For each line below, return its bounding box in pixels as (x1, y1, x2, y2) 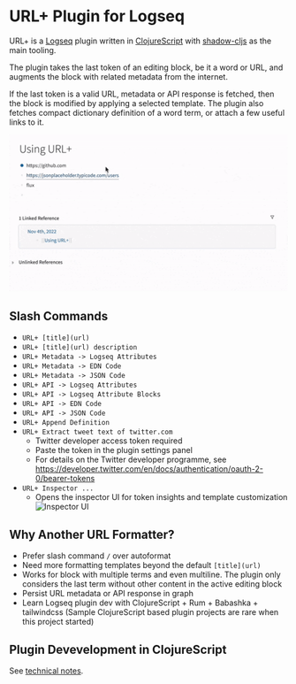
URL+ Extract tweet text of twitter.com (21, 427, 173, 437)
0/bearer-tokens (34, 473, 95, 484)
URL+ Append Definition (21, 419, 110, 427)
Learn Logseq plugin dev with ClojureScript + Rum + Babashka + (21, 597, 259, 608)
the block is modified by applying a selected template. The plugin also (9, 97, 264, 108)
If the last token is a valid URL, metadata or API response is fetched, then (9, 88, 275, 99)
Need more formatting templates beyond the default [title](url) (21, 560, 262, 571)
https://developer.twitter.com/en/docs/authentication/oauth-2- (34, 464, 263, 474)
